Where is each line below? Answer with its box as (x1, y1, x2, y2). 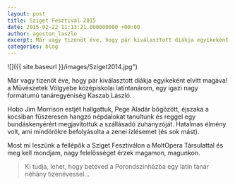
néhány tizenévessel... (24, 170, 90, 178)
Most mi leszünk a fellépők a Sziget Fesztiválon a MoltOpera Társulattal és (7, 141, 224, 149)
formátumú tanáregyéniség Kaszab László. (7, 91, 132, 100)
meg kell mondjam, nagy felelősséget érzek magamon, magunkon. (7, 149, 200, 157)
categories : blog (7, 43, 59, 50)
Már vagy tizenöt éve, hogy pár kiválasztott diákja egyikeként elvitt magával (7, 76, 228, 85)
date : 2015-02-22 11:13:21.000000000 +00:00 (7, 23, 140, 30)
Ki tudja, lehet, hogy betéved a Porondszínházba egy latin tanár (24, 162, 210, 170)
